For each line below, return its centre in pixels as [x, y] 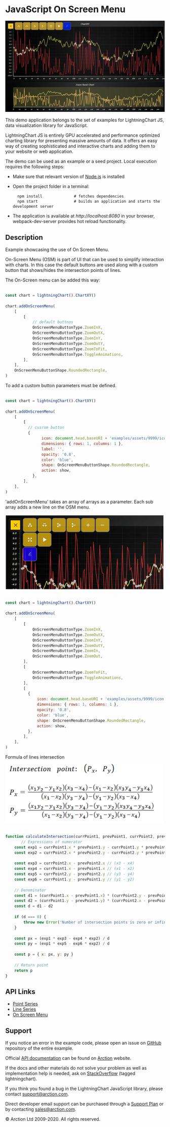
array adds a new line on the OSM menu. [48, 507]
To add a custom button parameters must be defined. [61, 386]
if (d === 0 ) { [30, 917]
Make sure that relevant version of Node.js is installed [69, 177]
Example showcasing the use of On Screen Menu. [57, 249]
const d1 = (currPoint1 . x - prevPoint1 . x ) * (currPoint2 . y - [80, 895]
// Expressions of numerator [52, 842]
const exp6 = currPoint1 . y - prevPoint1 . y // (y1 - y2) [75, 879]
